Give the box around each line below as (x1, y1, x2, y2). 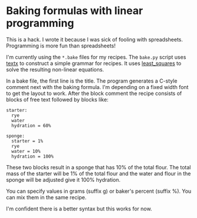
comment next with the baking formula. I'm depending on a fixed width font (6, 83, 189, 90)
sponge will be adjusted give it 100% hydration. (6, 176, 121, 183)
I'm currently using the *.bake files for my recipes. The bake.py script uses (6, 53, 186, 60)
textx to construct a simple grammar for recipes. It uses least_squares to (6, 60, 182, 67)
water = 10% (11, 148, 41, 154)
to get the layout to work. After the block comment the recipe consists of (6, 90, 182, 97)
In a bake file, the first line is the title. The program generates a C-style (6, 77, 178, 84)
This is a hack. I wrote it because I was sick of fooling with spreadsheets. (6, 36, 183, 43)
